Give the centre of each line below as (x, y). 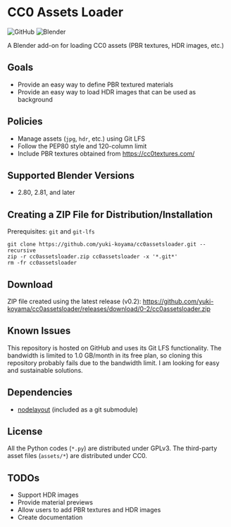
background (35, 99)
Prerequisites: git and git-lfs (51, 231)
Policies (25, 121)
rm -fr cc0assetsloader (42, 263)
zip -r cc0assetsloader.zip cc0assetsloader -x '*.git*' (93, 257)
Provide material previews (55, 502)
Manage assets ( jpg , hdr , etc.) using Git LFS (81, 139)
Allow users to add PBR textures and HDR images (89, 510)
